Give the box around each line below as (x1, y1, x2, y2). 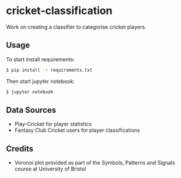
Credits (6, 144, 34, 153)
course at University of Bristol (14, 165, 86, 173)
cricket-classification (6, 4, 113, 18)
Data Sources (6, 105, 57, 115)
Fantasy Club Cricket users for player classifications (14, 127, 140, 134)
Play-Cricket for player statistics (14, 121, 92, 128)
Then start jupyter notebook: (6, 78, 75, 85)
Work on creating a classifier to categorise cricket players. (6, 23, 147, 30)
